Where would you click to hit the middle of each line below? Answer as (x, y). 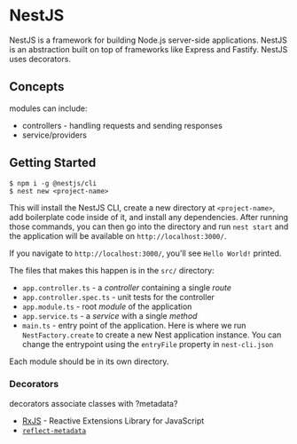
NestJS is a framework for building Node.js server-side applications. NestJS (148, 40)
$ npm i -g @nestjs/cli (53, 183)
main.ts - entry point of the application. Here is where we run (134, 325)
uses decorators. (40, 59)
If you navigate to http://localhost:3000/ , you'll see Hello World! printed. (145, 253)
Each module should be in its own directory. (89, 361)
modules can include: (48, 108)
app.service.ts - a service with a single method (109, 315)
